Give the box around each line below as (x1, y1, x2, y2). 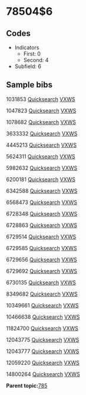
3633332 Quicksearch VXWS (6, 129, 78, 137)
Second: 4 (23, 57, 49, 63)
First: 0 (23, 50, 41, 57)
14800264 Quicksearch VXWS (6, 370, 81, 377)
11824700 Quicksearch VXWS (6, 325, 78, 332)
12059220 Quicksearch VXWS (6, 359, 80, 366)
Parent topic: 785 (6, 382, 48, 389)
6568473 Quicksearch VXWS (6, 199, 78, 206)
